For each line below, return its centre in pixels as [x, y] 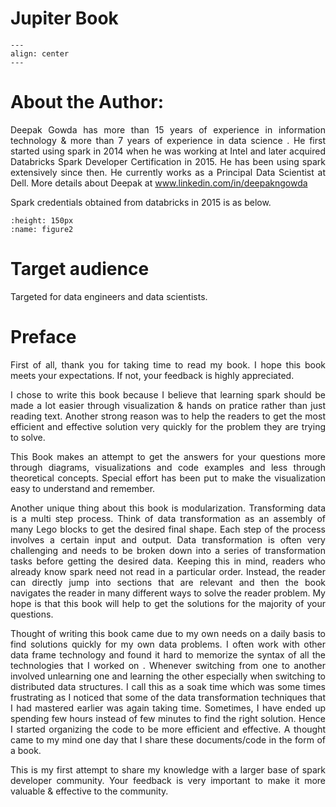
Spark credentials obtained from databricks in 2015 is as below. [141, 202]
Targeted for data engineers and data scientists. [109, 296]
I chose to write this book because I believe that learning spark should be [168, 394]
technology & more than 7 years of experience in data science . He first [168, 140]
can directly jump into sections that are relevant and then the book [168, 582]
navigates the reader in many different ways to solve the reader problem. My [168, 593]
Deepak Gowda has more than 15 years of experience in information [168, 129]
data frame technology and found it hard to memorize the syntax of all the [168, 654]
